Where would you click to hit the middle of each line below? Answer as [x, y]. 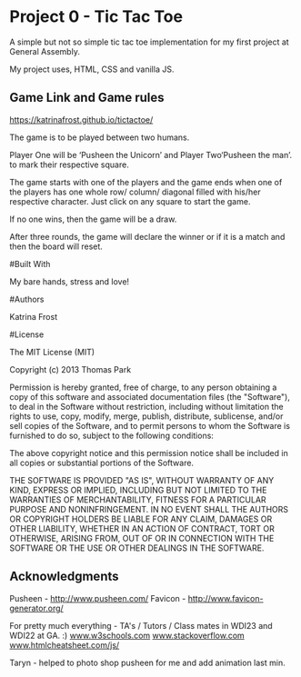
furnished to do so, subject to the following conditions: [111, 435]
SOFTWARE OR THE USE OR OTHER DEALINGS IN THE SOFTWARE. [137, 548]
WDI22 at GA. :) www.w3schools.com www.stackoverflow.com [127, 635]
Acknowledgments [65, 577]
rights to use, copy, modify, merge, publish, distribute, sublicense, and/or [146, 416]
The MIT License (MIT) [52, 352]
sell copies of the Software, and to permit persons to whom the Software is [150, 425]
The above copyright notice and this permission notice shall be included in [149, 453]
